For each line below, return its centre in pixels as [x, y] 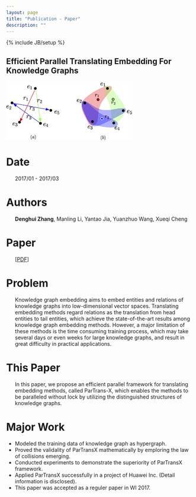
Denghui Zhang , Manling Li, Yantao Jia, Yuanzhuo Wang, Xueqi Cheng [101, 219]
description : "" [26, 25]
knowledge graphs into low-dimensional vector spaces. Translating [97, 306]
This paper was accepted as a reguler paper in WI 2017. [83, 488]
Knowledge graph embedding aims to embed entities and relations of [99, 300]
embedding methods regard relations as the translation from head [95, 312]
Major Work [36, 427]
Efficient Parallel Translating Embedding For [89, 61]
